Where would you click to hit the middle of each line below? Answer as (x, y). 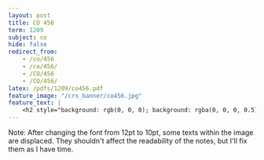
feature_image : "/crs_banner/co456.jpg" (75, 96)
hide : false (27, 45)
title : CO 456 (31, 23)
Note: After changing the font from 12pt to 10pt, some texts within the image (131, 133)
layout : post (29, 15)
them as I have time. (41, 149)
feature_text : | (35, 103)
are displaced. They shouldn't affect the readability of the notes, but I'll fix (128, 141)
